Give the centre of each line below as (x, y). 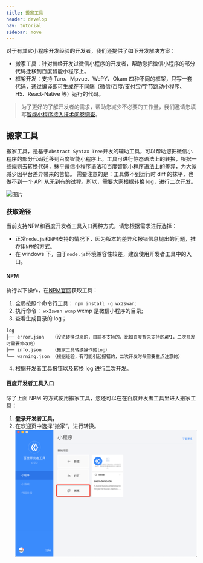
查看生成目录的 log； (41, 318)
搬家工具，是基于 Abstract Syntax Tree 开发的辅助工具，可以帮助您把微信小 (100, 151)
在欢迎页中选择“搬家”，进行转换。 (57, 426)
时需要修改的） (22, 343)
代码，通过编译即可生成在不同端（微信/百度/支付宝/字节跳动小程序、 (100, 86)
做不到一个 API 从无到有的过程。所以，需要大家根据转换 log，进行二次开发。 (101, 181)
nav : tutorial (24, 25)
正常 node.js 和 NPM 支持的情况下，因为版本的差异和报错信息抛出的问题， (103, 239)
